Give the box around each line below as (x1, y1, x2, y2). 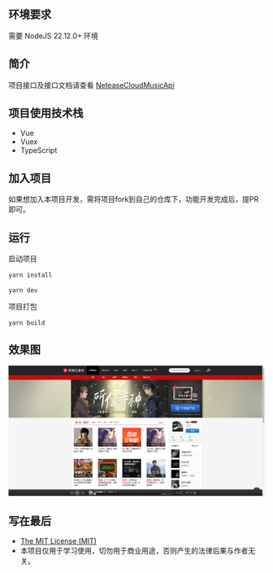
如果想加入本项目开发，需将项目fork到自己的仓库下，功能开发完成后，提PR (8, 195, 259, 204)
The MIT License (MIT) (19, 536, 97, 546)
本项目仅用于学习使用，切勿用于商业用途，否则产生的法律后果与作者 (19, 546, 249, 556)
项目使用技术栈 (8, 107, 84, 120)
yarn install (8, 271, 53, 279)
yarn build (8, 319, 45, 327)
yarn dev (8, 286, 38, 295)
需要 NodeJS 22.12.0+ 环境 (8, 31, 99, 41)
